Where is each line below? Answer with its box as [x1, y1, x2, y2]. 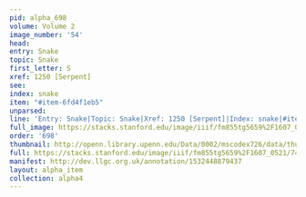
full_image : [9, 123, 55, 133]
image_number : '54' [9, 30, 84, 39]
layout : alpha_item [9, 165, 84, 174]
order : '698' [9, 132, 59, 141]
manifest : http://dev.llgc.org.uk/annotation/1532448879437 [9, 156, 243, 166]
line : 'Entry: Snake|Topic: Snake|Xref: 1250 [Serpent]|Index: [9, 114, 255, 123]
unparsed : [9, 106, 47, 115]
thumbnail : [9, 140, 51, 149]
